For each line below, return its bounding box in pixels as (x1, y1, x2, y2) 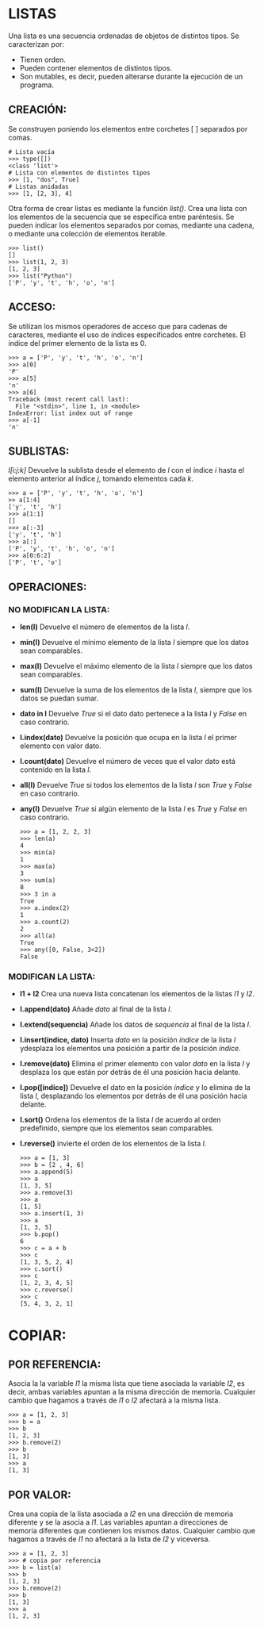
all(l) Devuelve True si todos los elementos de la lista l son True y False (19, 781, 252, 790)
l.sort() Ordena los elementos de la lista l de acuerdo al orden (19, 1115, 221, 1125)
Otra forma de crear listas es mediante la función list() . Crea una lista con (8, 203, 247, 213)
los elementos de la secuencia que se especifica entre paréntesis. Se (8, 212, 235, 221)
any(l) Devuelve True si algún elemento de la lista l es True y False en (19, 804, 247, 814)
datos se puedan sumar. (19, 693, 99, 703)
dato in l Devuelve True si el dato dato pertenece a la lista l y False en (19, 709, 247, 719)
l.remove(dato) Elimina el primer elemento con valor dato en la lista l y (19, 1059, 251, 1069)
